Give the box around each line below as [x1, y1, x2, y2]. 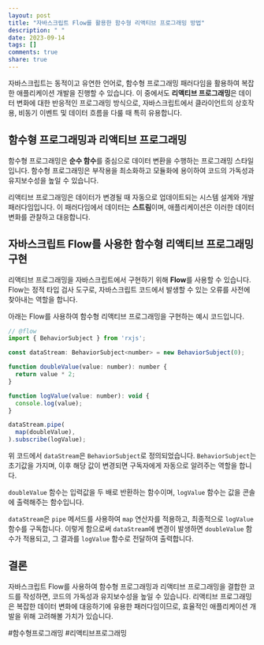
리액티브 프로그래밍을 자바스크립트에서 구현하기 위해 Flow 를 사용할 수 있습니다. [8, 274, 251, 285]
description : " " [8, 26, 65, 34]
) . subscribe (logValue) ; [8, 436, 87, 443]
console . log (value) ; [15, 399, 83, 407]
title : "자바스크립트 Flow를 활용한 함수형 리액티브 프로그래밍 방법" [8, 19, 205, 27]
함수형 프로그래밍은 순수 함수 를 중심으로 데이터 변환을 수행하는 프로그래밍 [8, 156, 233, 165]
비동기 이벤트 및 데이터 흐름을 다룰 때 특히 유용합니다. [18, 107, 183, 117]
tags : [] [8, 41, 37, 49]
